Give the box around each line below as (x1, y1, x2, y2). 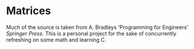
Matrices (6, 4, 52, 18)
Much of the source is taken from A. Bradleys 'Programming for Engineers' (6, 24, 189, 31)
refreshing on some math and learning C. (6, 36, 107, 43)
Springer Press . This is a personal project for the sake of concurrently (6, 30, 177, 37)
